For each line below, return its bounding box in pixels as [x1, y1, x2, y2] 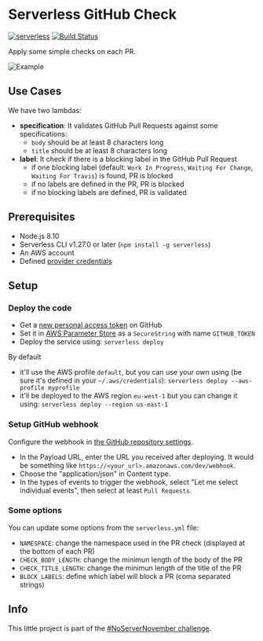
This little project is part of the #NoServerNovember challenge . [8, 623, 212, 633]
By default [8, 352, 42, 362]
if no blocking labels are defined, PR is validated [31, 187, 187, 197]
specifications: [19, 129, 68, 138]
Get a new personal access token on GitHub [19, 320, 163, 330]
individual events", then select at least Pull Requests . [19, 485, 192, 495]
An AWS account [19, 247, 75, 257]
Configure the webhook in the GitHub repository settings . [8, 437, 194, 446]
